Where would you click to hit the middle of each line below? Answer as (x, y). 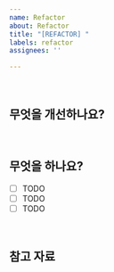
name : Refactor (37, 17)
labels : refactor (41, 42)
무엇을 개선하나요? (57, 114)
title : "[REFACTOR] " (49, 34)
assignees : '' (36, 51)
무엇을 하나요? (46, 166)
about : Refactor (39, 26)
